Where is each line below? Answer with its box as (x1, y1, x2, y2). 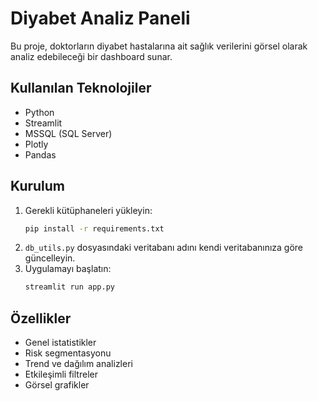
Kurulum (10, 178, 66, 195)
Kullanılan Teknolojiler (10, 80, 152, 97)
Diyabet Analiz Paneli (10, 7, 191, 30)
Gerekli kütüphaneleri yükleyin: (24, 204, 153, 216)
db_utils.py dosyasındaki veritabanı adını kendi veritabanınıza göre (24, 242, 304, 254)
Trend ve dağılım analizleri (24, 358, 133, 370)
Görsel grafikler (24, 379, 90, 391)
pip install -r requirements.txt (24, 223, 165, 234)
